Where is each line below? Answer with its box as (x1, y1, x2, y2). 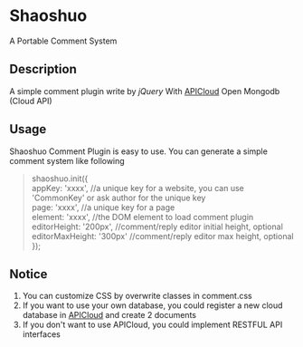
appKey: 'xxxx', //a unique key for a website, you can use (31, 182, 244, 193)
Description (9, 62, 77, 77)
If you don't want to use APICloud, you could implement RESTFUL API (22, 319, 283, 331)
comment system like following (9, 155, 125, 166)
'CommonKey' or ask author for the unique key (31, 192, 206, 203)
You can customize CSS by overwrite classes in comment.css (22, 291, 252, 302)
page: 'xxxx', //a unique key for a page (31, 201, 175, 213)
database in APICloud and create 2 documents (22, 310, 197, 321)
